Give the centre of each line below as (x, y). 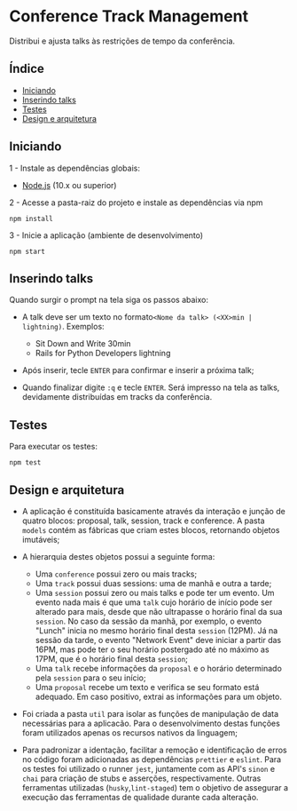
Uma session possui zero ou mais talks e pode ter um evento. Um (155, 593)
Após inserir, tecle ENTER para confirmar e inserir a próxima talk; (138, 370)
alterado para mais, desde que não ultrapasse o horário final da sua (159, 612)
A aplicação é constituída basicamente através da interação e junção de (153, 511)
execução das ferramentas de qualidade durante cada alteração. (140, 797)
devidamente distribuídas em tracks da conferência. (117, 397)
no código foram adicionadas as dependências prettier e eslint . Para (152, 759)
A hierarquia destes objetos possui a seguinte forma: (118, 557)
